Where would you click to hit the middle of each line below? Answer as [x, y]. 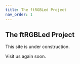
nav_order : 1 [19, 14]
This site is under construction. [37, 47]
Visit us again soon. [26, 56]
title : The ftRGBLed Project [36, 10]
